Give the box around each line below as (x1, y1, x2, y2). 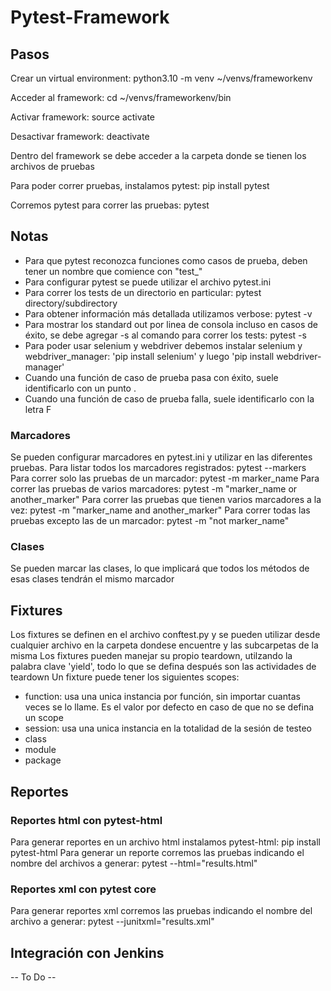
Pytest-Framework (10, 6, 170, 29)
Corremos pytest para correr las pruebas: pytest (10, 199, 210, 211)
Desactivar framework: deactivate (10, 131, 150, 142)
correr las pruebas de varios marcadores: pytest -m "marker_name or (10, 483, 298, 495)
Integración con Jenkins (10, 944, 165, 961)
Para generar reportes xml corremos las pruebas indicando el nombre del (10, 905, 313, 917)
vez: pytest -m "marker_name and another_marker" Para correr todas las (10, 504, 311, 516)
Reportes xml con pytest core (10, 882, 157, 896)
